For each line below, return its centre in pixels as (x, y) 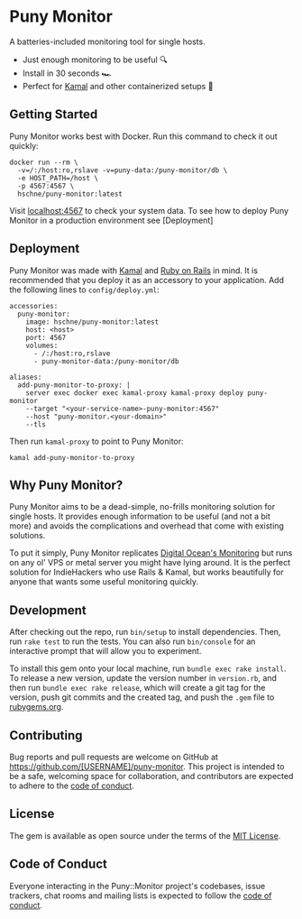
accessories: (34, 306)
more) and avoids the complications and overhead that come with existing (146, 526)
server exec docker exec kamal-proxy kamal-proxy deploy (135, 393)
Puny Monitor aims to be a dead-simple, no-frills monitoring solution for (142, 507)
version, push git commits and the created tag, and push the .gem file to (142, 697)
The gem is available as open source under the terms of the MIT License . (145, 835)
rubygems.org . (37, 707)
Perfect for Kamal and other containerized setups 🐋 (118, 86)
